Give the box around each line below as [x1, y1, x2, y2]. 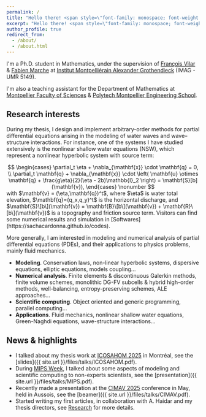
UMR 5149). [6, 73, 36, 80]
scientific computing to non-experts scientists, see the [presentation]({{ [15, 371, 197, 378]
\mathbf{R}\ [162, 202, 193, 210]
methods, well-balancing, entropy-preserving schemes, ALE [15, 285, 167, 292]
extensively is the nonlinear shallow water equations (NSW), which [6, 145, 175, 152]
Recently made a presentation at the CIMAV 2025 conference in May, [15, 384, 191, 391]
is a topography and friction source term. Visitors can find [51, 209, 197, 216]
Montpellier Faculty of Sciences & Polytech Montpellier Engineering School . [6, 91, 197, 99]
